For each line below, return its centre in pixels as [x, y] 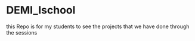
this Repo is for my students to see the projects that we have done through [98, 26]
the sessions [22, 32]
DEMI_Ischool [41, 10]
